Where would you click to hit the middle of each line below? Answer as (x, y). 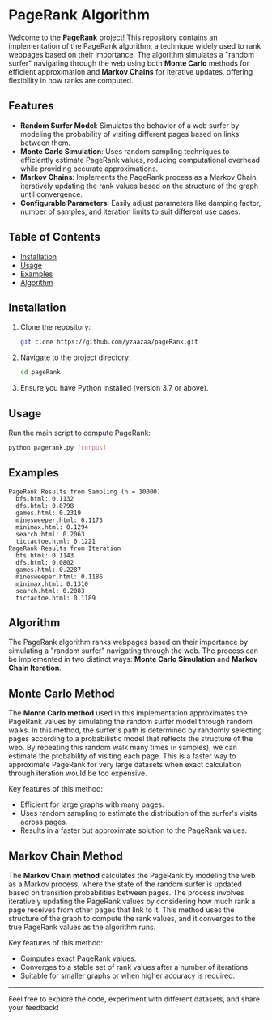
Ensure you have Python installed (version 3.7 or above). (114, 388)
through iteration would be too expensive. (78, 773)
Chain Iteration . (35, 668)
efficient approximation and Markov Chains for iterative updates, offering (131, 71)
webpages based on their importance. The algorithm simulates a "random (132, 54)
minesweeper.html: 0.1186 (59, 577)
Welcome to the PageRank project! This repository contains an (113, 37)
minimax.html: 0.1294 (52, 527)
